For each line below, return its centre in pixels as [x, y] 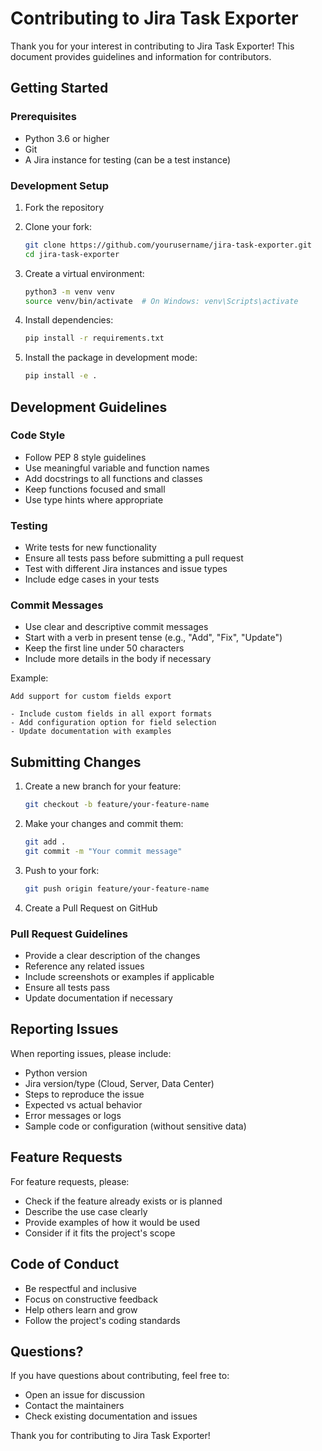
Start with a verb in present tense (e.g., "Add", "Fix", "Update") [153, 638]
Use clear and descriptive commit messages [116, 627]
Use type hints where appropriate [94, 499]
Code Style [38, 435]
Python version [56, 1073]
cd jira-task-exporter [72, 254]
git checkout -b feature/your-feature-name [117, 805]
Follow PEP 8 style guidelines [85, 457]
